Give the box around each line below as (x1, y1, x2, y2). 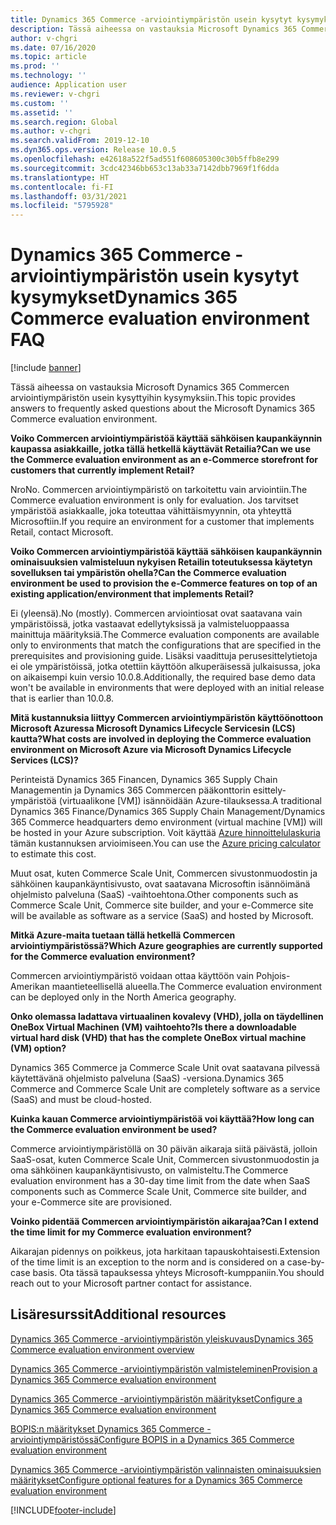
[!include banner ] (10, 362, 82, 374)
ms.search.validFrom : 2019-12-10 (10, 136, 150, 146)
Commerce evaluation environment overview (10, 1343, 195, 1355)
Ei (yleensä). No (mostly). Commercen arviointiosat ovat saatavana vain (10, 607, 303, 620)
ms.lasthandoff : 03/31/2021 (10, 191, 128, 201)
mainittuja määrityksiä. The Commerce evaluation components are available (10, 629, 320, 641)
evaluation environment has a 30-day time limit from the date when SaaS (10, 1175, 311, 1187)
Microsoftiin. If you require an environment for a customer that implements (10, 516, 315, 528)
